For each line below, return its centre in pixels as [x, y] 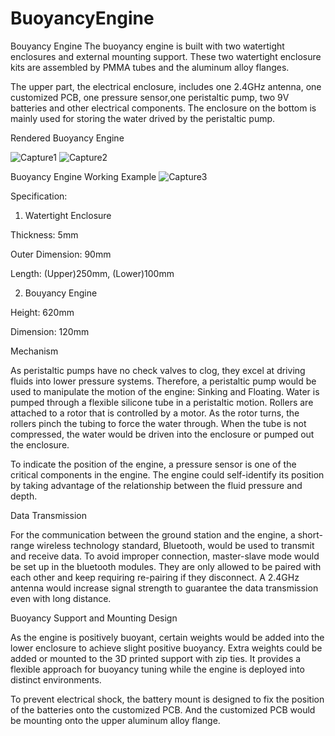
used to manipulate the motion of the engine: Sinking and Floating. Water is [165, 391]
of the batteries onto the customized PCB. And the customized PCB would [163, 709]
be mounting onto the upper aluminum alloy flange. [115, 720]
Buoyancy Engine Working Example [83, 176]
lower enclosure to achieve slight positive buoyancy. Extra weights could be [166, 648]
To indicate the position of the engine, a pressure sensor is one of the [153, 464]
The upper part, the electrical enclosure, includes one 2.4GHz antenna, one [166, 86]
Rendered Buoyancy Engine [67, 138]
